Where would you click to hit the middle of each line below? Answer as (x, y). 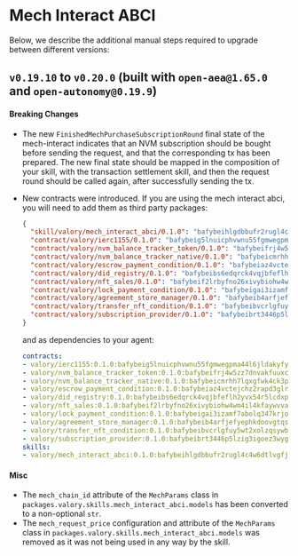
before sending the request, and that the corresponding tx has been (146, 153)
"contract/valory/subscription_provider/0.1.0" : (122, 315)
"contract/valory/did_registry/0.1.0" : (104, 273)
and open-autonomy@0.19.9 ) (83, 91)
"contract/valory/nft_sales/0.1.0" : (98, 282)
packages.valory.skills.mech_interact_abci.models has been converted (155, 504)
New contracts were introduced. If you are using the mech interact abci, (153, 198)
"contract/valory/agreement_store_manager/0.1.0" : (126, 298)
